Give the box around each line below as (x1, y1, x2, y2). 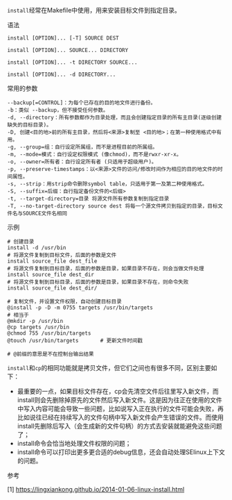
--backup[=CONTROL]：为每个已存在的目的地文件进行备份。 (7, 99, 156, 106)
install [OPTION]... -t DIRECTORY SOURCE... (7, 59, 138, 66)
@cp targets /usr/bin (7, 324, 70, 331)
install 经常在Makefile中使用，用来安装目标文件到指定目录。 (7, 6, 181, 14)
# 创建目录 (7, 238, 35, 245)
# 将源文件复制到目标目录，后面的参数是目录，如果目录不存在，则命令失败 (7, 278, 189, 285)
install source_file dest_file (7, 258, 98, 265)
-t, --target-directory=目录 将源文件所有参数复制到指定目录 (7, 195, 170, 202)
